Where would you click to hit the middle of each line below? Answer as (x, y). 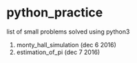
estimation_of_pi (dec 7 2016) (58, 52)
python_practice (55, 13)
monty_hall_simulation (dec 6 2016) (66, 45)
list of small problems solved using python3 (68, 32)
